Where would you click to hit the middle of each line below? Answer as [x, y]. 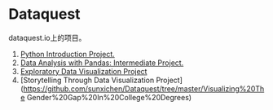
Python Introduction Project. [68, 54]
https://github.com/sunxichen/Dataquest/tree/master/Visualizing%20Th [144, 88]
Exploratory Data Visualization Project [84, 71]
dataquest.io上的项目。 [47, 37]
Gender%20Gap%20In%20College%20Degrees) [109, 97]
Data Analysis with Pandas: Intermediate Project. [102, 63]
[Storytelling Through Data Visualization [87, 80]
